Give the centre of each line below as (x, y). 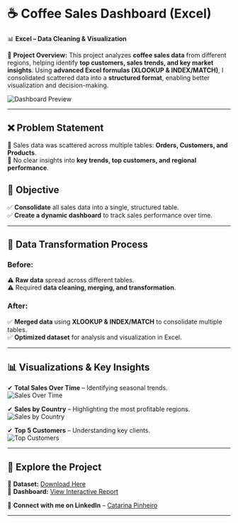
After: (18, 306)
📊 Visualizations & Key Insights (79, 367)
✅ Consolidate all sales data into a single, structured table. (93, 207)
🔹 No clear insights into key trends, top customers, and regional (102, 160)
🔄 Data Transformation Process (78, 244)
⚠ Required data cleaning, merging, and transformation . (92, 287)
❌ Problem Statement (56, 128)
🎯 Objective (33, 190)
